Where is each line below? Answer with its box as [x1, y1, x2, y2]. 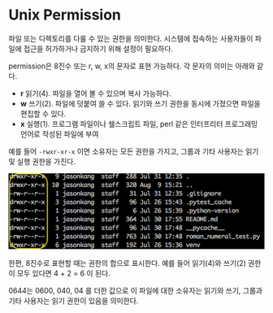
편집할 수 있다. [19, 108, 67, 119]
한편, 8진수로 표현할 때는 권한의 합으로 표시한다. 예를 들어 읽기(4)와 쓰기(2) [8, 258, 246, 267]
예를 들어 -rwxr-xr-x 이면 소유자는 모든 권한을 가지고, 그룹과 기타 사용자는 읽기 [8, 146, 259, 156]
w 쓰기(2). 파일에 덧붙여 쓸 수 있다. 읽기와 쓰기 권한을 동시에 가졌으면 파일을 [19, 98, 262, 108]
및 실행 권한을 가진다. [8, 156, 76, 166]
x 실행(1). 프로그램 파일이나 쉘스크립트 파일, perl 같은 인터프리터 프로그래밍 [19, 119, 258, 128]
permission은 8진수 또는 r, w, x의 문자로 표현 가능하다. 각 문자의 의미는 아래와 [8, 61, 256, 71]
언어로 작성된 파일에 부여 [19, 128, 99, 139]
